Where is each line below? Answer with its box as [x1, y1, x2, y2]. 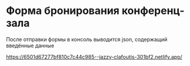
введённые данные [6, 42, 55, 49]
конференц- [121, 4, 185, 18]
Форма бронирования [6, 4, 120, 18]
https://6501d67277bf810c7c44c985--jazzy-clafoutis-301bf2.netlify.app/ [6, 53, 183, 60]
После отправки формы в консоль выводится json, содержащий [6, 36, 168, 43]
